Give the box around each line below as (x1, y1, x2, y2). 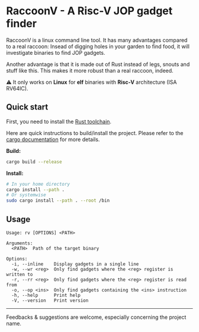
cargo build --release (6, 159, 62, 165)
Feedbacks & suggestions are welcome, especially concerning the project (6, 314, 187, 321)
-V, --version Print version (11, 297, 89, 303)
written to (6, 271, 33, 277)
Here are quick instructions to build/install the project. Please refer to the (6, 129, 184, 136)
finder (6, 17, 37, 30)
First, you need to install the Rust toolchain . (6, 118, 111, 125)
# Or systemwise (6, 192, 46, 198)
